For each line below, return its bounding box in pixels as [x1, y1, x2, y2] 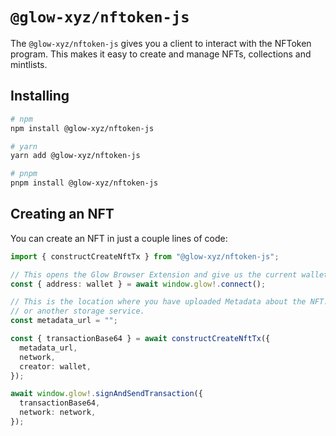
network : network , [19, 408, 97, 418]
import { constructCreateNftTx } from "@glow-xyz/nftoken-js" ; [10, 251, 280, 262]
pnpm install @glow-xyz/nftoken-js [10, 178, 159, 188]
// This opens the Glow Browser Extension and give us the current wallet [10, 269, 329, 280]
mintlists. [10, 58, 48, 70]
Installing [10, 88, 70, 105]
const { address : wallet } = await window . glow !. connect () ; [10, 279, 267, 289]
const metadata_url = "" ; [10, 316, 118, 326]
